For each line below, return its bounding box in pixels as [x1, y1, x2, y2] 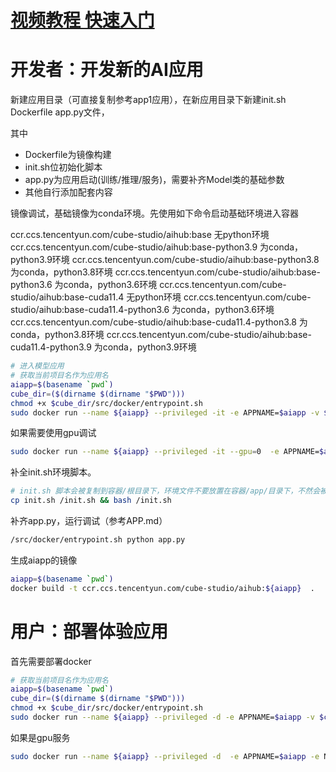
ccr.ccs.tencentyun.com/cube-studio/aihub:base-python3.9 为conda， [10, 241, 304, 253]
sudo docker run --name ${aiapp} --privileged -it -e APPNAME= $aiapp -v [10, 407, 320, 418]
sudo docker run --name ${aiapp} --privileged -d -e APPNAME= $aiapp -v [10, 712, 315, 723]
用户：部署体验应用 [10, 620, 169, 643]
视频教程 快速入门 [10, 9, 155, 32]
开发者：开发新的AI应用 [10, 59, 204, 81]
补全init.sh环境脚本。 [10, 466, 97, 478]
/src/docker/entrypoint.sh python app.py [10, 535, 186, 545]
